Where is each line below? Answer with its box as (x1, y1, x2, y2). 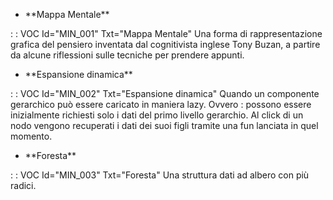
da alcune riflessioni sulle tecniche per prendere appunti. (10, 49, 245, 61)
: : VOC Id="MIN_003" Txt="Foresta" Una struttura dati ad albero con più (10, 169, 310, 181)
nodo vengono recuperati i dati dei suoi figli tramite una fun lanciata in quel (10, 120, 319, 131)
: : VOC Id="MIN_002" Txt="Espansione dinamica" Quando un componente (10, 88, 320, 99)
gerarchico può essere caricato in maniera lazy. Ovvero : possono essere (10, 99, 312, 110)
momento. (10, 130, 53, 142)
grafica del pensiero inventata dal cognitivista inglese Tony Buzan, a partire (10, 39, 321, 50)
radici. (10, 180, 37, 191)
